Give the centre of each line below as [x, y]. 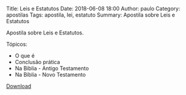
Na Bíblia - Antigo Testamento [52, 68]
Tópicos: [17, 44]
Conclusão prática [37, 62]
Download [19, 86]
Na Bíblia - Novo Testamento [50, 75]
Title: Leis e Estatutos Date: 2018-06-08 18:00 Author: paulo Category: [93, 9]
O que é [25, 56]
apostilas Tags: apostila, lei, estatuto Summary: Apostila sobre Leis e [91, 15]
